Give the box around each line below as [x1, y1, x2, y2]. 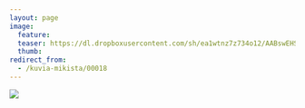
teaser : [17, 38, 47, 48]
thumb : [17, 47, 43, 56]
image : [9, 22, 34, 31]
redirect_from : [9, 55, 67, 64]
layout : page [9, 13, 59, 23]
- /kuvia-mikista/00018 [17, 64, 107, 74]
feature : [17, 30, 51, 39]
